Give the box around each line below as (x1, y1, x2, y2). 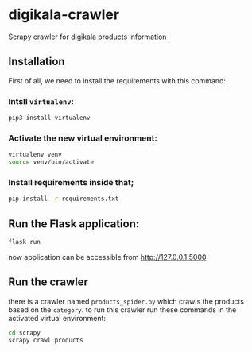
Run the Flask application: (8, 217, 140, 230)
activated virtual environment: (8, 313, 106, 323)
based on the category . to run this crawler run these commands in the (8, 304, 237, 315)
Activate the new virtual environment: (8, 133, 157, 144)
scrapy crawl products (8, 336, 83, 344)
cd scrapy (8, 328, 41, 337)
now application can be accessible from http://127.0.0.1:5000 (8, 252, 207, 261)
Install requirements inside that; (8, 176, 134, 188)
